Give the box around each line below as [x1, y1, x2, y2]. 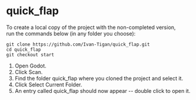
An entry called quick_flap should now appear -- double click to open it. [14, 87, 191, 94]
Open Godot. [14, 62, 46, 69]
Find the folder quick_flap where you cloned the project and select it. [14, 75, 184, 82]
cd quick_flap [6, 46, 42, 53]
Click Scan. [14, 68, 43, 75]
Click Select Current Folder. [14, 81, 83, 88]
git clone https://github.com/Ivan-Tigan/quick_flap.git [6, 41, 150, 47]
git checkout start [6, 51, 55, 57]
